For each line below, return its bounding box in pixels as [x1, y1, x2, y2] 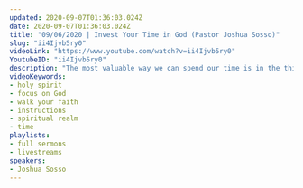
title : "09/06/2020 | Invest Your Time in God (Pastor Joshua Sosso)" [9, 30, 280, 39]
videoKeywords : [9, 72, 67, 81]
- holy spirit [9, 80, 63, 89]
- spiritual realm [9, 114, 78, 123]
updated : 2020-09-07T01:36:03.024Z [9, 13, 143, 23]
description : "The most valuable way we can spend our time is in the [9, 64, 280, 73]
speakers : [9, 155, 47, 165]
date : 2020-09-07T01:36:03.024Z [9, 22, 131, 31]
